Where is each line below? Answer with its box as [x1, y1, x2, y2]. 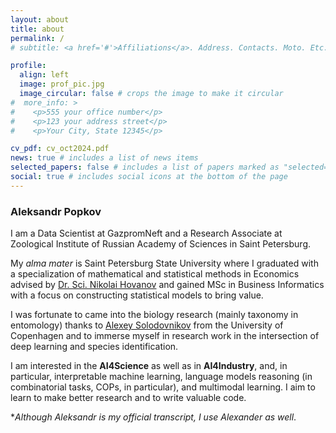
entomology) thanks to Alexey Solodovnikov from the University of [10, 319, 284, 331]
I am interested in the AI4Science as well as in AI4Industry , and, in [10, 360, 288, 372]
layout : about [10, 14, 70, 25]
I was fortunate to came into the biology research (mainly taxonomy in [10, 309, 299, 321]
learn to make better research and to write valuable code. [10, 392, 247, 404]
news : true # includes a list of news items [10, 153, 199, 163]
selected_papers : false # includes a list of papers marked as [10, 162, 280, 173]
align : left [19, 70, 70, 80]
